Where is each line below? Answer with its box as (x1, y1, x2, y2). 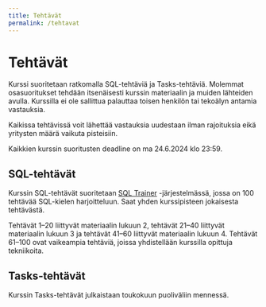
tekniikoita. (8, 246, 44, 255)
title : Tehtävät (8, 11, 62, 20)
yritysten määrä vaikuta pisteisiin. (8, 129, 118, 138)
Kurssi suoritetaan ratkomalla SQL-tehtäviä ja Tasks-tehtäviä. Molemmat (8, 80, 245, 89)
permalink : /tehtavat (8, 19, 80, 27)
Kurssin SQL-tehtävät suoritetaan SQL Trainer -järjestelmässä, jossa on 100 (8, 188, 254, 198)
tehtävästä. (8, 205, 45, 215)
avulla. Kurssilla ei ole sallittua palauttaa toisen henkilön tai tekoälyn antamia (8, 96, 257, 106)
